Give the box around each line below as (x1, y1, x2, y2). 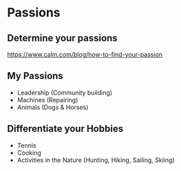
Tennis (17, 141, 36, 149)
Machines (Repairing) (17, 95, 78, 104)
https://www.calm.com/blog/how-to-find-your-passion (7, 50, 163, 58)
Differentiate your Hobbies (7, 123, 124, 135)
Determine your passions (7, 32, 118, 44)
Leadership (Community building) (17, 88, 112, 97)
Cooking (17, 148, 41, 157)
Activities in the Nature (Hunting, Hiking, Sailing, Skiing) (17, 156, 175, 164)
